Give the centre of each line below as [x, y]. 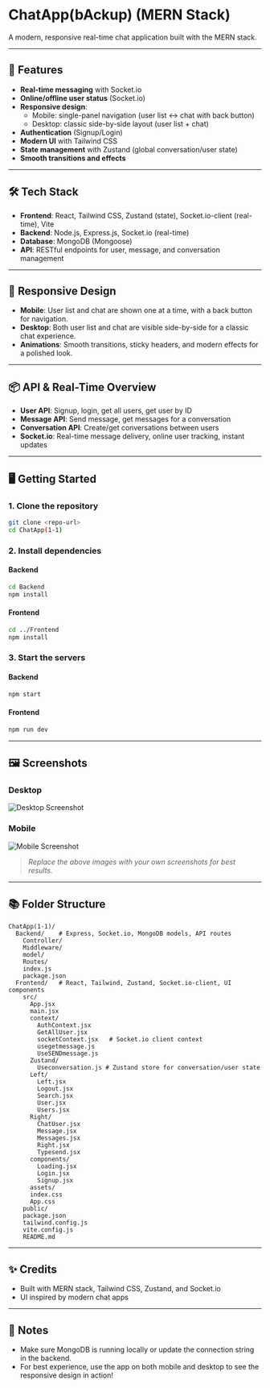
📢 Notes [29, 1330]
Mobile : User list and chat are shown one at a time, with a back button [136, 310]
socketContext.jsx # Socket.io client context [120, 1040]
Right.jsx [53, 1145]
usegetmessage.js [66, 1047]
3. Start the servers [47, 658]
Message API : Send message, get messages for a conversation [125, 419]
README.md [39, 1237]
